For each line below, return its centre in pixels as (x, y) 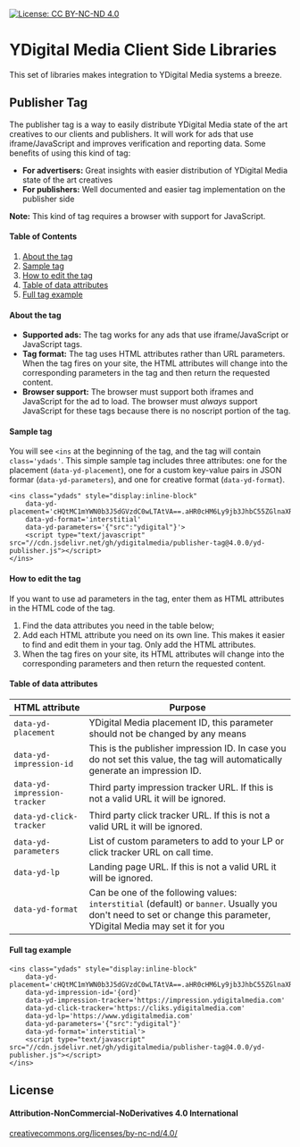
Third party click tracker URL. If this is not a (179, 815)
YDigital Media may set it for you (157, 926)
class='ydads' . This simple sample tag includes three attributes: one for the (148, 461)
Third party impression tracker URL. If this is (181, 787)
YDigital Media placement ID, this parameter (181, 722)
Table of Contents (43, 236)
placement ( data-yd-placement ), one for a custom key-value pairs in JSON (146, 471)
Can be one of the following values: (163, 892)
